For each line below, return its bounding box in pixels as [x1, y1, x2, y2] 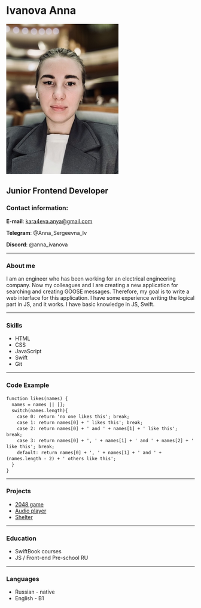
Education [6, 534, 37, 543]
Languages [6, 575, 40, 583]
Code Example [6, 381, 50, 389]
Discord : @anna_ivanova [6, 241, 68, 248]
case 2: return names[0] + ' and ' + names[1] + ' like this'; [17, 425, 178, 431]
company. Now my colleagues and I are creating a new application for [6, 281, 178, 288]
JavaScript [14, 348, 42, 355]
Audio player [14, 507, 47, 514]
